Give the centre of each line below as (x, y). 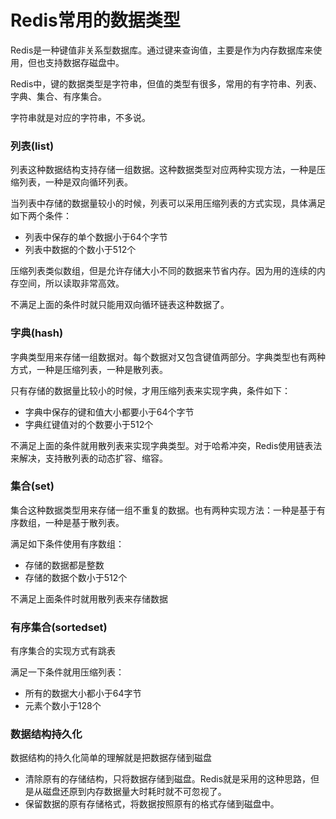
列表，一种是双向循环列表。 (75, 182)
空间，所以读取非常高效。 (71, 283)
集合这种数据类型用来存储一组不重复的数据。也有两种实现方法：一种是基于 (163, 510)
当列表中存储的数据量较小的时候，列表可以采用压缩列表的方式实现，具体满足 (168, 203)
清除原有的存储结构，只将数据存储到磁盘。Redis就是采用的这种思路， (168, 779)
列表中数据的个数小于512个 (80, 250)
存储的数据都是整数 (64, 565)
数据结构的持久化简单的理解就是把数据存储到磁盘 (111, 758)
